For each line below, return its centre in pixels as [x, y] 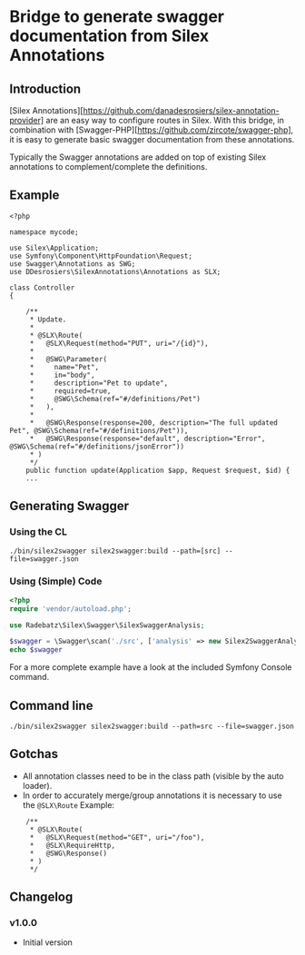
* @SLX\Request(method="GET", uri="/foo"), [117, 837]
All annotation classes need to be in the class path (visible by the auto [153, 776]
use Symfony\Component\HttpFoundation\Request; [101, 256]
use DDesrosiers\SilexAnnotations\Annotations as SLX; [115, 271]
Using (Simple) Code [56, 581]
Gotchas [34, 754]
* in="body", [62, 375]
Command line [51, 705]
